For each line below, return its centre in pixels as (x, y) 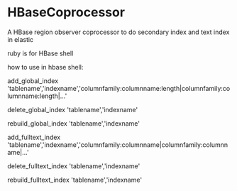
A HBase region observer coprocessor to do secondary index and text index (118, 32)
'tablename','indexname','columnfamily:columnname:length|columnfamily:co (119, 88)
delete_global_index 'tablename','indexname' (73, 109)
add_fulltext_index (34, 137)
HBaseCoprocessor (66, 12)
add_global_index (33, 81)
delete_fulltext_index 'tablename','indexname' (74, 166)
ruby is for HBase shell (40, 53)
